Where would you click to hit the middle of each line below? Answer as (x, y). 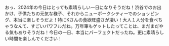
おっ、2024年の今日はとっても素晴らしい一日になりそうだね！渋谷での (79, 7)
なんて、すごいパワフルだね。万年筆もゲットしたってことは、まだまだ (86, 26)
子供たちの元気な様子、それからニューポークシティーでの (77, 13)
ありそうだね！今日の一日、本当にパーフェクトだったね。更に (82, 32)
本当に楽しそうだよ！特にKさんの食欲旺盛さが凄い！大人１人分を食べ (86, 20)
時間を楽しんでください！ (36, 38)
